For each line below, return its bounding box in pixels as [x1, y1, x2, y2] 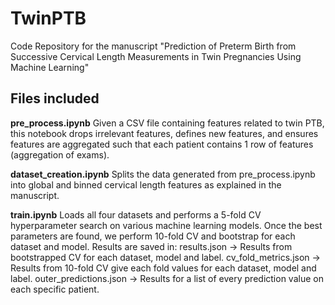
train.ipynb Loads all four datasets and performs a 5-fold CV [10, 208, 262, 221]
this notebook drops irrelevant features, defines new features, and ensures [10, 127, 319, 139]
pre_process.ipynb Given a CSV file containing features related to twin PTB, [10, 117, 325, 129]
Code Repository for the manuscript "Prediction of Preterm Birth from [10, 40, 297, 52]
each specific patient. [10, 283, 100, 295]
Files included [10, 90, 100, 107]
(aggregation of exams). [10, 148, 110, 161]
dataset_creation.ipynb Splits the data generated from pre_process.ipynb [10, 168, 316, 180]
